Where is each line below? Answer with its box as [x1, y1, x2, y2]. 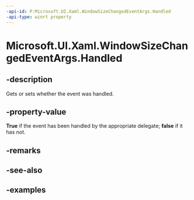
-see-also [6, 166, 43, 176]
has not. [6, 129, 26, 136]
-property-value [6, 107, 67, 117]
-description [6, 75, 53, 85]
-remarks [6, 145, 41, 155]
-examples [6, 185, 46, 195]
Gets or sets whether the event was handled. [6, 90, 114, 97]
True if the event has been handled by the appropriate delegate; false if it [6, 122, 183, 129]
